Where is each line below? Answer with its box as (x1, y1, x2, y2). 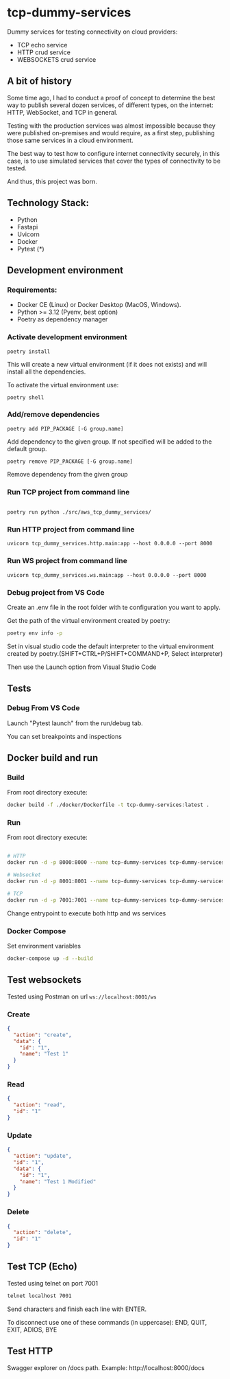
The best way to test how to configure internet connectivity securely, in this (7, 149, 220, 157)
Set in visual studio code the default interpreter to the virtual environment (7, 642, 214, 650)
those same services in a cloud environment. (7, 136, 133, 144)
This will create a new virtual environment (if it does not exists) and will (7, 360, 207, 368)
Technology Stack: (7, 197, 90, 209)
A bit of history (7, 76, 72, 87)
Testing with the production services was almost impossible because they (7, 122, 216, 130)
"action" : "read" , (13, 1102, 66, 1108)
